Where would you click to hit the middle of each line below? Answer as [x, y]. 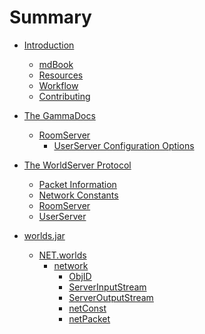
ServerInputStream [107, 287]
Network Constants [78, 195]
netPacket [89, 318]
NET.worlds [62, 255]
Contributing [64, 96]
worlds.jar [44, 235]
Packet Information [77, 184]
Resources [61, 75]
